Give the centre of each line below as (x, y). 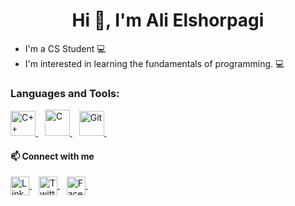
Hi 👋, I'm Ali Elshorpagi (168, 20)
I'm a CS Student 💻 (65, 48)
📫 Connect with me (52, 156)
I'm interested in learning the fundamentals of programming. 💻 (154, 63)
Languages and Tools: (65, 93)
